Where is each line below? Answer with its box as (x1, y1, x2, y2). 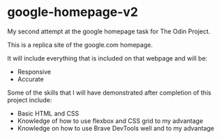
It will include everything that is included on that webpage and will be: (7, 54, 208, 63)
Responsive (17, 67, 51, 76)
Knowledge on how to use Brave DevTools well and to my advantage (17, 124, 215, 132)
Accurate (17, 74, 44, 83)
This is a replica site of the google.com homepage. (7, 40, 153, 49)
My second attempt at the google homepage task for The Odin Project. (7, 27, 211, 35)
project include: (7, 95, 52, 104)
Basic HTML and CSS (17, 109, 79, 117)
